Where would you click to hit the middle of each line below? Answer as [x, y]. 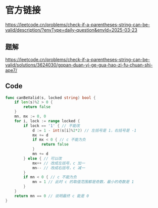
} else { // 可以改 [43, 158]
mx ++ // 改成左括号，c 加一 [59, 163]
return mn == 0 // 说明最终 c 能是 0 [52, 196]
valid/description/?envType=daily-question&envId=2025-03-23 [71, 30]
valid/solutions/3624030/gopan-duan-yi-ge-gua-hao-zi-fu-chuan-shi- [79, 65]
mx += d [40, 135]
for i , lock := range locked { [47, 121]
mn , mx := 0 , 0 [30, 116]
